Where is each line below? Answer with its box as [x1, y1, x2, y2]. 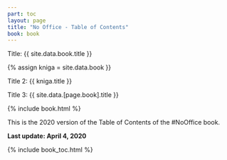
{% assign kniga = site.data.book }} [7, 63, 112, 72]
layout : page [7, 17, 46, 24]
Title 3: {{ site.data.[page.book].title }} [7, 91, 120, 99]
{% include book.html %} [7, 104, 81, 113]
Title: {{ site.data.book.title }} [7, 50, 93, 58]
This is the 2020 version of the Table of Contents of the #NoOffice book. [7, 118, 221, 127]
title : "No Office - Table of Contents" [7, 23, 130, 30]
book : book [7, 30, 40, 38]
